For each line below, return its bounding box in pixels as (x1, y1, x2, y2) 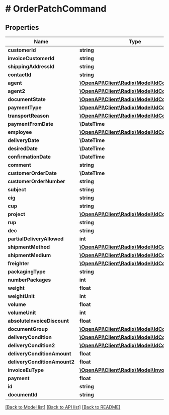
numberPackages (8, 276, 51, 283)
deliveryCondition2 (8, 342, 55, 349)
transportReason (8, 112, 49, 119)
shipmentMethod (8, 243, 50, 250)
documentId (8, 391, 38, 398)
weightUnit (8, 293, 35, 299)
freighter (8, 260, 30, 267)
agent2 (8, 88, 26, 94)
